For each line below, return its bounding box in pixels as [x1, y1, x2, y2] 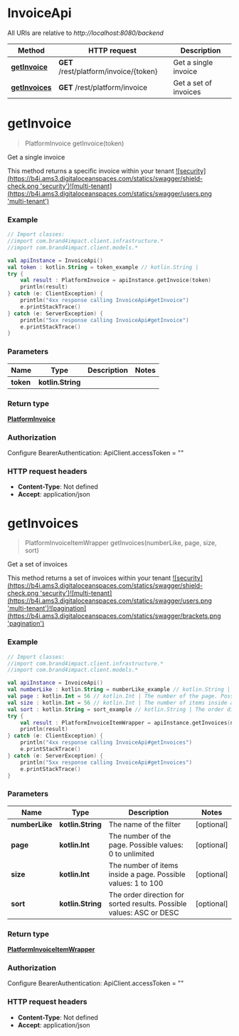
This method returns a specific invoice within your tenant [7, 166, 174, 175]
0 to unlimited [108, 849, 155, 859]
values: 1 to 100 [108, 878, 164, 888]
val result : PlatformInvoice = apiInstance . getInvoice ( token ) [20, 276, 212, 284]
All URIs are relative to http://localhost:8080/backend [7, 29, 164, 37]
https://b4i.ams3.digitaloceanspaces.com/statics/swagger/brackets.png [9, 611, 222, 621]
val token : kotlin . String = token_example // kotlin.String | [7, 264, 199, 271]
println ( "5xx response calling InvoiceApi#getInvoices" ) [20, 759, 193, 766]
